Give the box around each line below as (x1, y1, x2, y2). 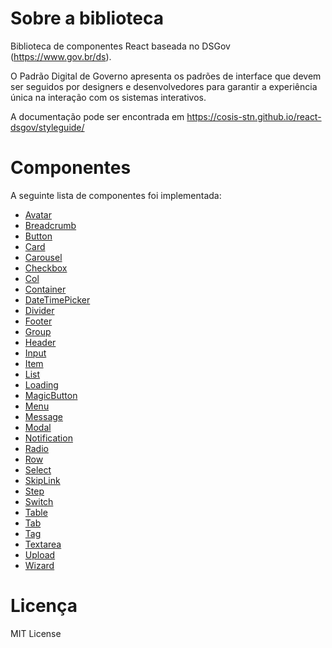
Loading (24, 378, 59, 391)
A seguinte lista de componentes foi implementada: (10, 189, 222, 201)
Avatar (24, 208, 52, 221)
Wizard (24, 559, 55, 571)
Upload (24, 548, 56, 561)
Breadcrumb (24, 219, 77, 231)
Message (24, 410, 63, 422)
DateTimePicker (24, 293, 91, 306)
